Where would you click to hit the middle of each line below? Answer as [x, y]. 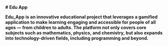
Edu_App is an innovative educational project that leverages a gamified [81, 17]
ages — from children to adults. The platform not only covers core [76, 27]
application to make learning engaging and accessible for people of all [80, 22]
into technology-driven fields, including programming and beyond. [77, 38]
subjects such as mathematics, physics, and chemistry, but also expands [84, 33]
